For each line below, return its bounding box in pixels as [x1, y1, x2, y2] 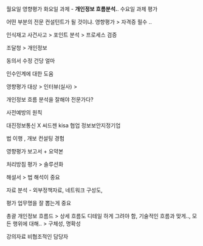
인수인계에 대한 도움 [6, 70, 53, 77]
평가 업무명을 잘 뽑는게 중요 [6, 200, 72, 206]
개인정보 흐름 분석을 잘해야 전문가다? [6, 96, 94, 103]
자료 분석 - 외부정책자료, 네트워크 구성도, [6, 186, 103, 194]
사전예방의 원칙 [6, 109, 43, 116]
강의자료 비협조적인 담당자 [6, 233, 69, 240]
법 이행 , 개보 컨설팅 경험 [6, 135, 65, 142]
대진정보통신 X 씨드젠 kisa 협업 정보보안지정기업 [6, 122, 121, 129]
